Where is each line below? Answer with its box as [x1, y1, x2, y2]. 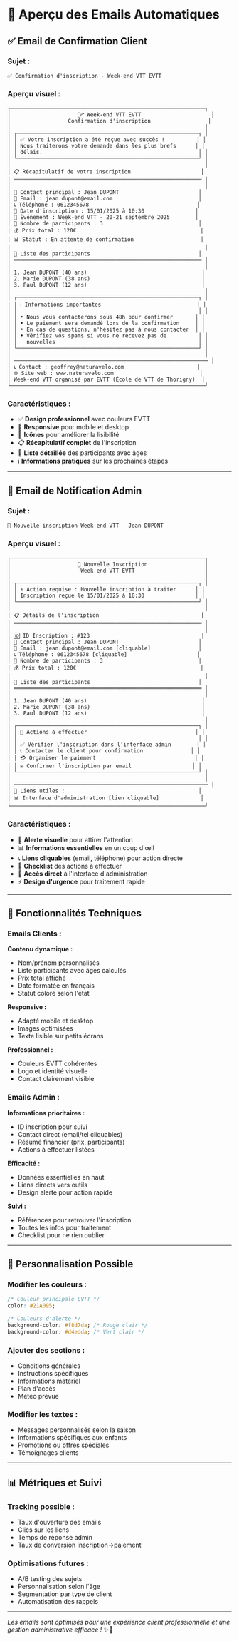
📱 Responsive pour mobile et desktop [17, 423, 129, 431]
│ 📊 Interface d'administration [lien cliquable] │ [7, 794, 204, 802]
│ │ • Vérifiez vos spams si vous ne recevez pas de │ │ [7, 332, 208, 339]
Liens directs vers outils [17, 1180, 87, 1189]
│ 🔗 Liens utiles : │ [7, 787, 202, 794]
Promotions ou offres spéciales [17, 1441, 110, 1450]
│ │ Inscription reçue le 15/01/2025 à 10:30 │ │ [7, 592, 205, 600]
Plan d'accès [17, 1384, 56, 1393]
